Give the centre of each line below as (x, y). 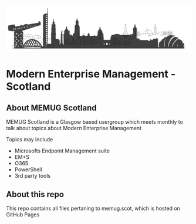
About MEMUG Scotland (51, 108)
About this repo (35, 194)
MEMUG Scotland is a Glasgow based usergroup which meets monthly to (95, 122)
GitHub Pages (23, 215)
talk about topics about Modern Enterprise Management (74, 128)
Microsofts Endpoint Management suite (62, 151)
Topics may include (30, 140)
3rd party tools (33, 176)
